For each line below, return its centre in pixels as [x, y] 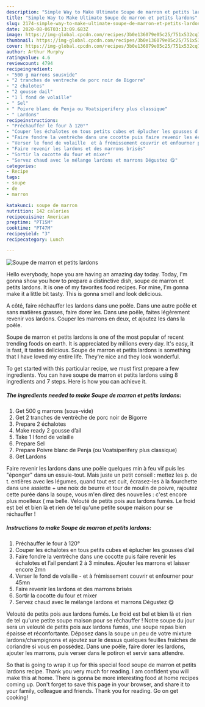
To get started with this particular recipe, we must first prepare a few [93, 368]
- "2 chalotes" [26, 86]
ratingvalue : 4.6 [28, 58]
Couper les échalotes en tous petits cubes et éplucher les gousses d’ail [105, 550]
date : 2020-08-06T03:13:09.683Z [47, 29]
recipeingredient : [30, 69]
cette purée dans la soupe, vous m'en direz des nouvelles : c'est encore [97, 494]
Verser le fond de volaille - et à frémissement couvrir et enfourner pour [104, 576]
